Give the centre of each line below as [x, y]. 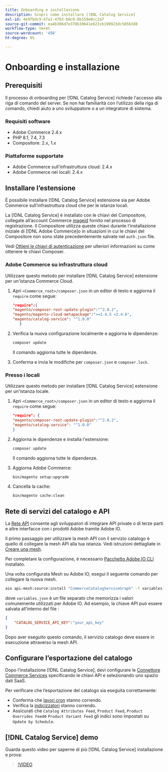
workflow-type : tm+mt [28, 29]
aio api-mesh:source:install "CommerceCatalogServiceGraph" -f [73, 589]
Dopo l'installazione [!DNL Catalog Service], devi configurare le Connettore [83, 670]
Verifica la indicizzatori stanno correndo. [54, 706]
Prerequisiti [24, 86]
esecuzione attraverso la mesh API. [42, 642]
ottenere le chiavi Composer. [35, 252]
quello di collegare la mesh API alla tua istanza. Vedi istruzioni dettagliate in [83, 544]
